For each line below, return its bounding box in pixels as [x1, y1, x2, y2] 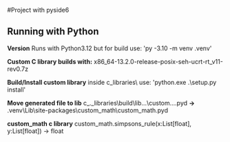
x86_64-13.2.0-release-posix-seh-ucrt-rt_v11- [94, 57, 224, 65]
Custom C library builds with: [7, 57, 93, 65]
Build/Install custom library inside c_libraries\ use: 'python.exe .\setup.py [7, 78, 217, 86]
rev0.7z [7, 65, 29, 73]
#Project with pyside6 [7, 6, 70, 14]
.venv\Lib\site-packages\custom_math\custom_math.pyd [7, 106, 169, 114]
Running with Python [7, 26, 99, 37]
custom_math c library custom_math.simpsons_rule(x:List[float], [7, 119, 191, 128]
